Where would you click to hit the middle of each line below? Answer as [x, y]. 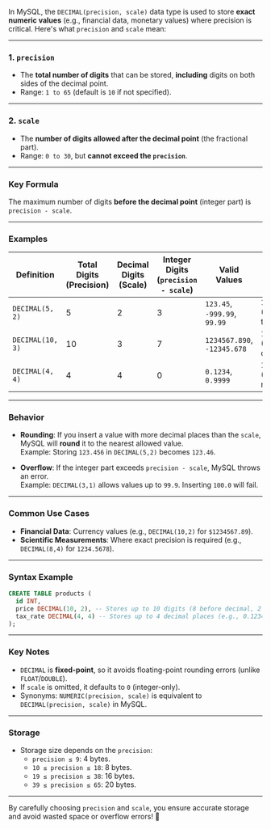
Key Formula [33, 184]
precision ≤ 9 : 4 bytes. [71, 759]
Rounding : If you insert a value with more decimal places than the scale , [140, 435]
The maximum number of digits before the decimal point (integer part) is [130, 201]
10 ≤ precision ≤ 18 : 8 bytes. [82, 768]
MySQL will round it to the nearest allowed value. [102, 443]
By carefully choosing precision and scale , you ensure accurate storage [129, 808]
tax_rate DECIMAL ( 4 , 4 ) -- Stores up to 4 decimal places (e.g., [128, 616]
